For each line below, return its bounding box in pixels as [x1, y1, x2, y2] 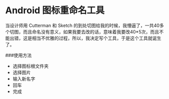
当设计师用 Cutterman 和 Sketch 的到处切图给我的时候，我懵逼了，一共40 [5, 22, 160, 28]
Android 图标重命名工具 [5, 5, 105, 16]
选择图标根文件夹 [12, 63, 49, 69]
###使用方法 [5, 52, 32, 58]
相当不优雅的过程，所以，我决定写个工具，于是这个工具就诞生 [32, 35, 161, 41]
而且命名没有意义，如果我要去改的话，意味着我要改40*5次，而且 [22, 28, 159, 35]
